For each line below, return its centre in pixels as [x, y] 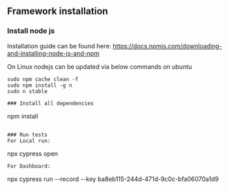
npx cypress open [33, 154]
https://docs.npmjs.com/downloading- [167, 46]
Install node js [31, 31]
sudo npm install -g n [40, 85]
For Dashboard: [29, 166]
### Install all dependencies [51, 103]
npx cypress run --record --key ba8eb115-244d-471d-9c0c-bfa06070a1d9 [113, 179]
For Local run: [29, 140]
